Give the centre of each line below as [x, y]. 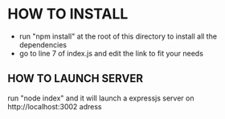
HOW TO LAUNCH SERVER [76, 78]
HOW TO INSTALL [68, 14]
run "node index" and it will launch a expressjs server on [101, 98]
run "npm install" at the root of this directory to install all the [118, 36]
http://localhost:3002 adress [55, 106]
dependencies [43, 44]
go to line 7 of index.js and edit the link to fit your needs [111, 53]
